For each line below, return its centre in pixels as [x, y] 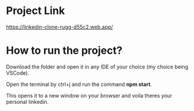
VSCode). [18, 73]
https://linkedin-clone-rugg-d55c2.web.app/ [60, 27]
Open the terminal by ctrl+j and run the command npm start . [79, 84]
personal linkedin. [27, 102]
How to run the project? [64, 51]
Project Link [36, 11]
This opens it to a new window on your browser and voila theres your [89, 95]
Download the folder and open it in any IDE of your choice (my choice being [97, 67]
